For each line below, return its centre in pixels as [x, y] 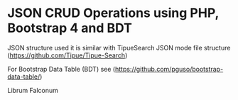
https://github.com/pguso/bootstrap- [169, 69]
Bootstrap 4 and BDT [70, 28]
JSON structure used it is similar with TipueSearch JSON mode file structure [119, 48]
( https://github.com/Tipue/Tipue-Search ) [67, 55]
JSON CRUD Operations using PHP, [113, 13]
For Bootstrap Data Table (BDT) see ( [61, 69]
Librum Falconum [33, 90]
